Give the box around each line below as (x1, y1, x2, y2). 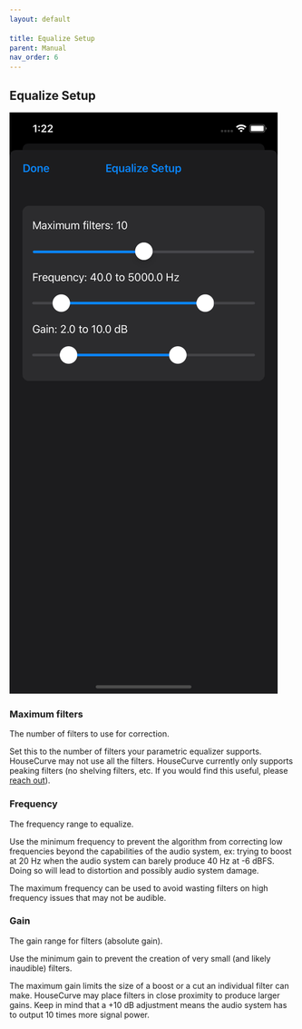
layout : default (9, 15, 71, 24)
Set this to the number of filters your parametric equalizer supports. (9, 746, 262, 757)
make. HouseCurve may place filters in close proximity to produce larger (9, 990, 280, 1001)
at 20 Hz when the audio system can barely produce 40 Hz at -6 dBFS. (9, 855, 275, 866)
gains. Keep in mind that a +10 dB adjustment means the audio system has (9, 999, 287, 1010)
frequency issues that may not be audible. (9, 892, 167, 903)
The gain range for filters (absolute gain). (9, 935, 163, 946)
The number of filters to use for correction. (9, 728, 170, 739)
